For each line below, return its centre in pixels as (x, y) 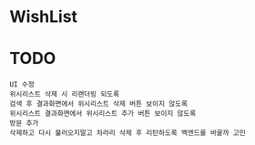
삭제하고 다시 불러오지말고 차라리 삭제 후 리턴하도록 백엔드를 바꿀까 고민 (127, 133)
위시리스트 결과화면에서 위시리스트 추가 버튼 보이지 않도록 (103, 114)
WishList (44, 17)
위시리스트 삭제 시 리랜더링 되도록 (65, 94)
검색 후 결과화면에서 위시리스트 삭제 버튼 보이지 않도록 (99, 104)
